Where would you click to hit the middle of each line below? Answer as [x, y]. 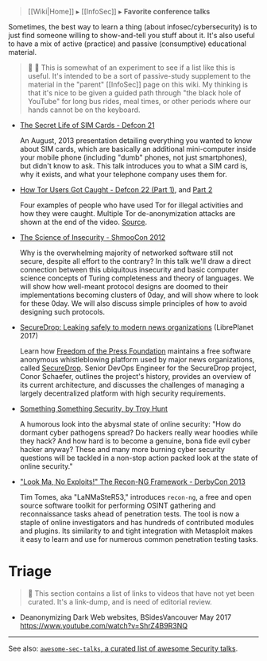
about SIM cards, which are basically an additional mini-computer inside [138, 149]
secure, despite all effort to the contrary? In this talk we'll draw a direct [135, 261]
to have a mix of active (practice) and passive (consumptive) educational [128, 44]
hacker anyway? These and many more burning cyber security [122, 449]
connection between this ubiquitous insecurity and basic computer [129, 270]
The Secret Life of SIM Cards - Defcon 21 [87, 125]
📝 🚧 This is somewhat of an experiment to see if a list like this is [132, 68]
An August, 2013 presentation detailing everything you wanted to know [136, 141]
